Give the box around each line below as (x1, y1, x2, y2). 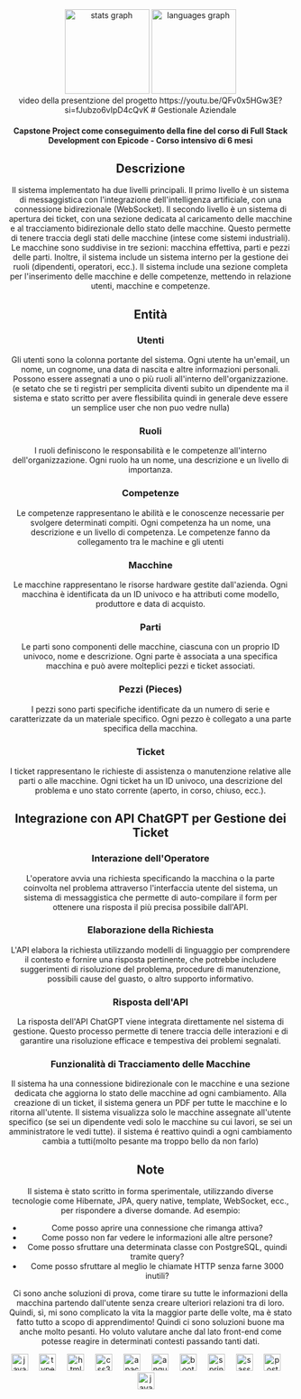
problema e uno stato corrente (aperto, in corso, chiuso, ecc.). (34, 785, 267, 796)
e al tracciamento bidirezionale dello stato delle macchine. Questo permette (10, 223, 291, 234)
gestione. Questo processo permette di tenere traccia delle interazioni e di (12, 1026, 289, 1036)
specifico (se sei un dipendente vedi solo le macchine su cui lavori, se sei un (8, 1117, 293, 1127)
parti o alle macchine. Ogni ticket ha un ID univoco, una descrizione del (18, 775, 283, 786)
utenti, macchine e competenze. (90, 281, 211, 291)
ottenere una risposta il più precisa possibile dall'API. (52, 901, 249, 912)
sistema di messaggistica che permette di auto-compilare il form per (23, 892, 278, 903)
